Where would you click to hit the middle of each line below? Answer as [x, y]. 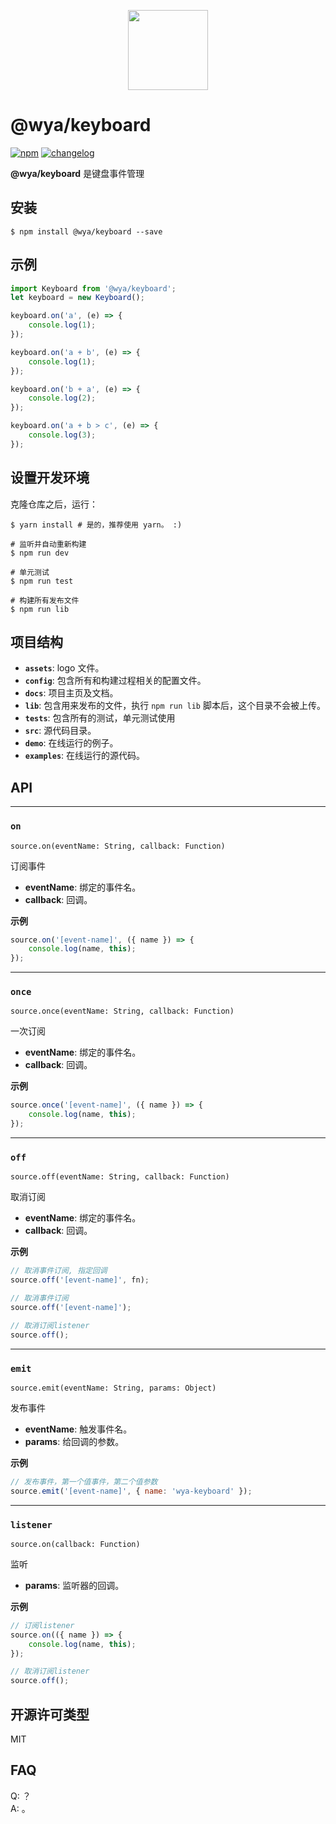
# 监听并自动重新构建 [48, 544]
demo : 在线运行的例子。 [71, 743]
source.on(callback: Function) [75, 1544]
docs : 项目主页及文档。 [71, 693]
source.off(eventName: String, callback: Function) [120, 1177]
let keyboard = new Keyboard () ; [77, 298]
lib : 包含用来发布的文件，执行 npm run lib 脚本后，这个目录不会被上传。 [175, 706]
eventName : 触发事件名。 [78, 1429]
